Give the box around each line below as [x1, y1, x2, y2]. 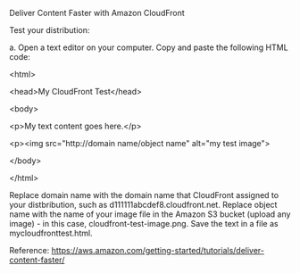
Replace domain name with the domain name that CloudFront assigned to [9, 190, 279, 200]
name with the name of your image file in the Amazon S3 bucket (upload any [9, 209, 291, 219]
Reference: [9, 245, 50, 255]
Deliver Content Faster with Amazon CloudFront [9, 8, 185, 18]
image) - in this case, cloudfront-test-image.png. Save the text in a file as [9, 219, 279, 228]
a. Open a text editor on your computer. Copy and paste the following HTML [9, 42, 288, 53]
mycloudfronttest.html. [9, 227, 93, 238]
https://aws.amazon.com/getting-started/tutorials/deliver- [51, 245, 265, 255]
